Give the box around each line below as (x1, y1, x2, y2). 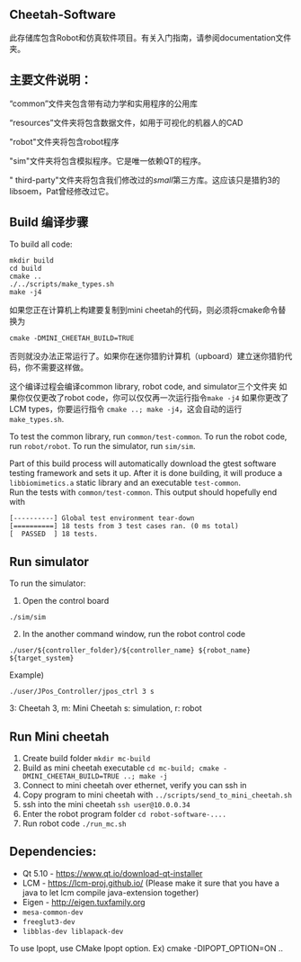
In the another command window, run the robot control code (22, 629, 246, 640)
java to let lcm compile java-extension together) (22, 886, 199, 898)
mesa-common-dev (22, 908, 84, 917)
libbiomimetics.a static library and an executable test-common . (9, 477, 241, 489)
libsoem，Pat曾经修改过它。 (9, 185, 114, 196)
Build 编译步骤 (9, 215, 89, 230)
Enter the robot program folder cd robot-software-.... (22, 809, 227, 820)
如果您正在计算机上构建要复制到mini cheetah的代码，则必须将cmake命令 (9, 305, 279, 316)
